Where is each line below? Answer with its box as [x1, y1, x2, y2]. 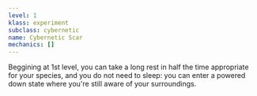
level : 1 [8, 11, 37, 20]
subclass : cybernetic [8, 26, 80, 34]
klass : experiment [8, 19, 69, 27]
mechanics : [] [8, 41, 55, 49]
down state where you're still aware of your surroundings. [8, 79, 197, 89]
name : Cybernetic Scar [8, 33, 83, 42]
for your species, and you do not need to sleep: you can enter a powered [8, 71, 246, 80]
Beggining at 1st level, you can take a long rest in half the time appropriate [8, 62, 249, 72]
